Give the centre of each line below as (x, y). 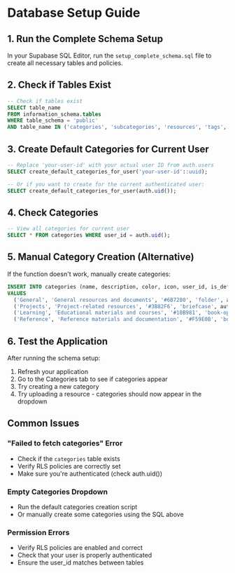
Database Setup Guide (74, 13)
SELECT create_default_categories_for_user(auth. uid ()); (92, 191)
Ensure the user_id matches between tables (80, 562)
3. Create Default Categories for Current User (108, 149)
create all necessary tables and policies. (65, 63)
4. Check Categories (53, 213)
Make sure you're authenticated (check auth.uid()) (90, 474)
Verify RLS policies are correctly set (69, 466)
